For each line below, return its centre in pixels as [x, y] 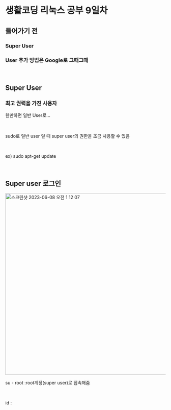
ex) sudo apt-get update [31, 156]
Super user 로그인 [33, 184]
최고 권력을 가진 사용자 [31, 104]
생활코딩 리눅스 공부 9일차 [56, 10]
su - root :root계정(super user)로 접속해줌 [48, 383]
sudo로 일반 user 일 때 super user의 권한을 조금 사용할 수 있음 [67, 136]
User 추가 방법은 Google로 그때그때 [47, 60]
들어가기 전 [22, 31]
